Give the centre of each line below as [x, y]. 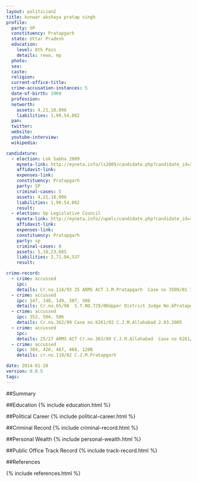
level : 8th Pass [37, 50]
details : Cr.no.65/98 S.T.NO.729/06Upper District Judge [89, 306]
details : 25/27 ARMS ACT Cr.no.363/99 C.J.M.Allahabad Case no [97, 339]
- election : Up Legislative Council [56, 213]
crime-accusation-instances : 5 [50, 88]
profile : [17, 22]
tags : [13, 377]
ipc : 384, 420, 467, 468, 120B [55, 350]
